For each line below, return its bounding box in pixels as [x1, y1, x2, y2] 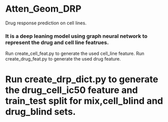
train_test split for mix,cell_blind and [5, 95, 163, 107]
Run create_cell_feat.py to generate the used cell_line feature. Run [5, 50, 145, 56]
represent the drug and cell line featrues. [5, 39, 109, 46]
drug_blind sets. [5, 106, 76, 117]
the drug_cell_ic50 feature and [5, 84, 138, 96]
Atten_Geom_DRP [5, 3, 82, 15]
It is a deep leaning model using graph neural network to [5, 33, 148, 40]
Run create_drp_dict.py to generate [5, 74, 158, 85]
